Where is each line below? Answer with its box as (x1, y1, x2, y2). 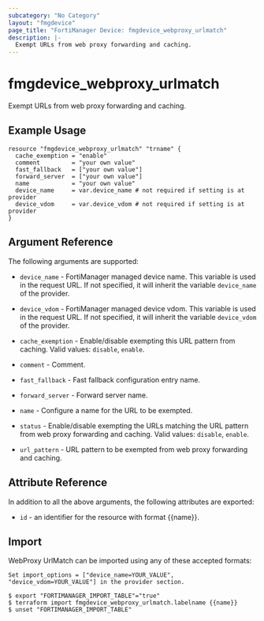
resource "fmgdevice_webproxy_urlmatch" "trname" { (8, 145, 181, 152)
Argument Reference (8, 235, 113, 249)
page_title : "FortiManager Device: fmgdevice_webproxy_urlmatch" (8, 26, 227, 34)
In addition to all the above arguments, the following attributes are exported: (8, 497, 255, 506)
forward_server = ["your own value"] (15, 172, 143, 180)
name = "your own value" (15, 179, 136, 187)
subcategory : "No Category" (8, 11, 101, 20)
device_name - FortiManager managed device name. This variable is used (19, 272, 256, 281)
